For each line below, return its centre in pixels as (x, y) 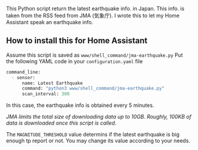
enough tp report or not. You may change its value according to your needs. (98, 141)
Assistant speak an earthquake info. (49, 22)
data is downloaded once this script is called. (61, 123)
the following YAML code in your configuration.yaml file (75, 61)
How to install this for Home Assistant (77, 41)
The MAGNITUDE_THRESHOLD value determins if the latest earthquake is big (93, 135)
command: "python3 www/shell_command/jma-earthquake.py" (93, 89)
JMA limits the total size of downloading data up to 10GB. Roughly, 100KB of (99, 117)
